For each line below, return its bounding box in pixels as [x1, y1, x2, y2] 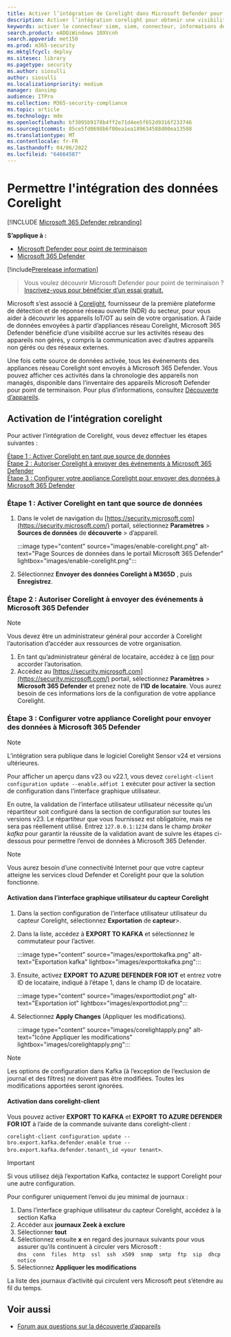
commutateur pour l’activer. [16, 937, 96, 945]
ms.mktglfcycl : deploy [7, 49, 72, 56]
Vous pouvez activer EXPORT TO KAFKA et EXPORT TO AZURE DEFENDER [7, 1113, 223, 1121]
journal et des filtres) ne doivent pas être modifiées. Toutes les [7, 1074, 184, 1082]
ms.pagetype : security [7, 61, 72, 68]
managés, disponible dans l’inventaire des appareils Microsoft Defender [7, 378, 211, 386]
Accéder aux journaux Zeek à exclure [16, 1220, 126, 1229]
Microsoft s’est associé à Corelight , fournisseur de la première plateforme [7, 299, 216, 307]
